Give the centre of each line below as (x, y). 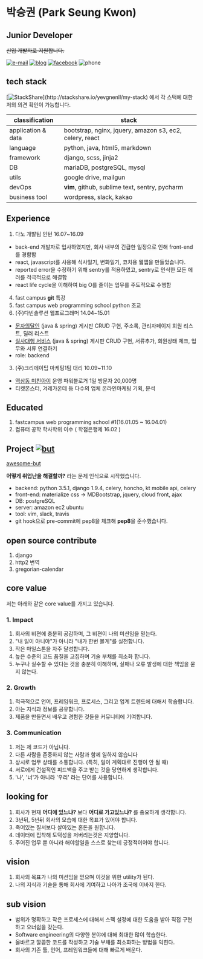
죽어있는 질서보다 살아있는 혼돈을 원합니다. (65, 827)
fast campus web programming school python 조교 (78, 305)
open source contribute (51, 540)
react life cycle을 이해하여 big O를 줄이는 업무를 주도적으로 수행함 (93, 284)
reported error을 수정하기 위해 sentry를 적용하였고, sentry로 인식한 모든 (101, 269)
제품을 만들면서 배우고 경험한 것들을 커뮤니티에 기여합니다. (84, 717)
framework (25, 157)
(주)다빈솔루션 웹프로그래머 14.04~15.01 (62, 312)
